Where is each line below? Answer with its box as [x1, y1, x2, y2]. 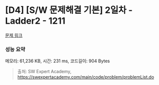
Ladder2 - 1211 [5, 15, 66, 27]
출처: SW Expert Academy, [17, 69, 72, 75]
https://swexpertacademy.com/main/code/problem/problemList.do [17, 74, 155, 80]
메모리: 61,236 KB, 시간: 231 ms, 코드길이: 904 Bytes [5, 58, 110, 64]
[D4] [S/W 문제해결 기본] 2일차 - [5, 4, 133, 16]
